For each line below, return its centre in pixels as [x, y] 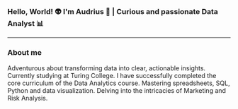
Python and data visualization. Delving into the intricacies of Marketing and [117, 90]
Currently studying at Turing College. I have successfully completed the [112, 75]
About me [25, 53]
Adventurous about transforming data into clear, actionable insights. [107, 68]
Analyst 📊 [25, 23]
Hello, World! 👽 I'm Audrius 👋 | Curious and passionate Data [113, 11]
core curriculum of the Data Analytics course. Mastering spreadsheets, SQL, [119, 83]
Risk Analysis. [28, 98]
